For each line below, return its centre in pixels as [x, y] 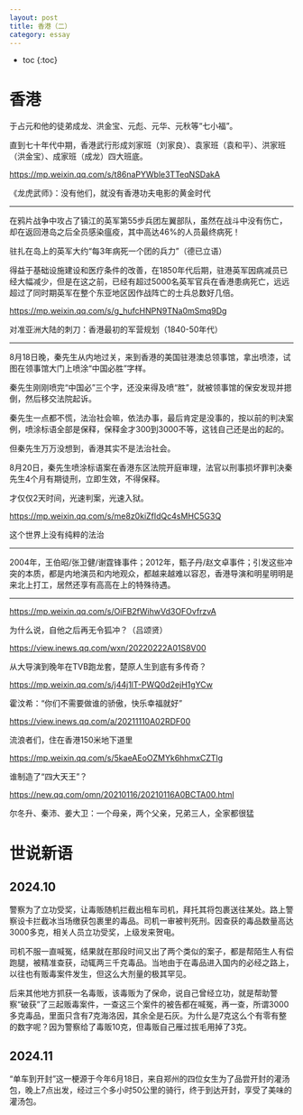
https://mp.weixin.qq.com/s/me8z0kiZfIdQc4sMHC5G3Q [115, 516]
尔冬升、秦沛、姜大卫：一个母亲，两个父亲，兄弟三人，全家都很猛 [132, 814]
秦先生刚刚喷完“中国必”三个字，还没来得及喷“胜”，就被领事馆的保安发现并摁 [151, 388]
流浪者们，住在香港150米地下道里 [71, 740]
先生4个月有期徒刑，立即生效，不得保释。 [87, 479]
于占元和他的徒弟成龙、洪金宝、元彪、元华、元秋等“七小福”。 [124, 126]
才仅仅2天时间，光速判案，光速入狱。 [79, 498]
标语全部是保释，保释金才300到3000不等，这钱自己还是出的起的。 [165, 429]
